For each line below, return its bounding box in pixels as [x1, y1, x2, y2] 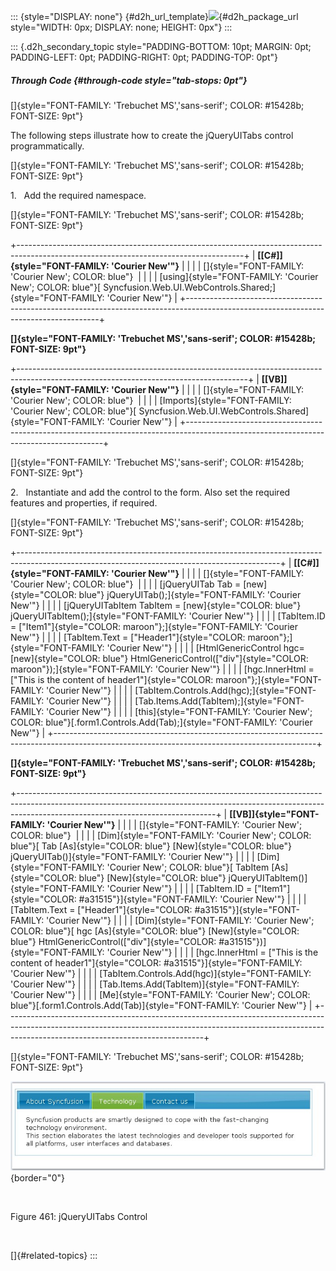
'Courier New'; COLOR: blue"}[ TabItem [106, 861, 270, 873]
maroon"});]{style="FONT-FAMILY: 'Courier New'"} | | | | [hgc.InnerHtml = [10, 663, 315, 675]
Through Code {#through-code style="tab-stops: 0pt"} [10, 74, 248, 86]
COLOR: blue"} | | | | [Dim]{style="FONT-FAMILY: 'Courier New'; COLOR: [10, 829, 312, 841]
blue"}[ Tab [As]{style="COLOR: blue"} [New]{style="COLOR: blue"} [10, 840, 293, 852]
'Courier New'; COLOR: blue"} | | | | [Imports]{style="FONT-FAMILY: [10, 394, 292, 406]
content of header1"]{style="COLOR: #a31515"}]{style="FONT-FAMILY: [10, 956, 303, 969]
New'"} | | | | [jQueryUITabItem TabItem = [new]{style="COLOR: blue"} [10, 599, 302, 611]
